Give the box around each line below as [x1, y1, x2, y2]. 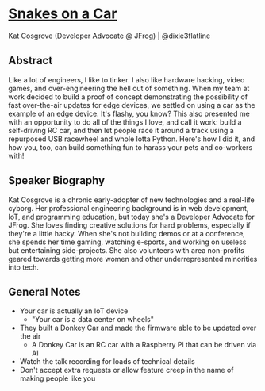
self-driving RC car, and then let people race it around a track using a [8, 125, 234, 135]
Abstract [8, 54, 53, 67]
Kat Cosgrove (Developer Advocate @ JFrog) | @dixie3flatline [8, 31, 211, 40]
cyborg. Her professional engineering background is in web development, [8, 203, 249, 213]
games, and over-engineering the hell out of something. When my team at [8, 83, 250, 93]
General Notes [8, 285, 81, 298]
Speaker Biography [8, 174, 106, 187]
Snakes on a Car [8, 5, 117, 23]
